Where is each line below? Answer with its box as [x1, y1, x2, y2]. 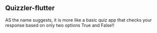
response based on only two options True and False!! [5, 22, 115, 28]
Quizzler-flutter [5, 4, 55, 12]
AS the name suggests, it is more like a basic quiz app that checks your [5, 17, 152, 23]
